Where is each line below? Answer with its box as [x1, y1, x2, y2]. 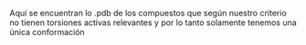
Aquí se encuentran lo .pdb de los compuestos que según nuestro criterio [9, 8, 288, 18]
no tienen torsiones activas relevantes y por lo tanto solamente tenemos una [9, 17, 297, 28]
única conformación [9, 27, 85, 37]
